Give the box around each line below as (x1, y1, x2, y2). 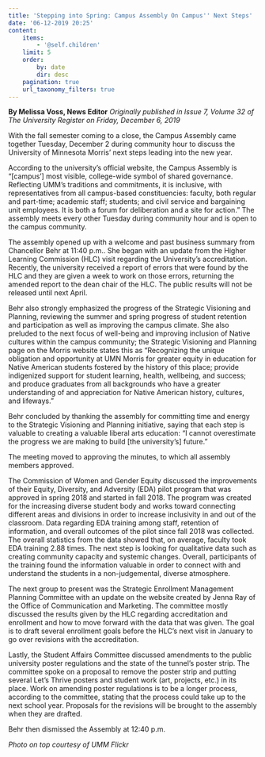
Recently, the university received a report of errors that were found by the (8, 263, 249, 272)
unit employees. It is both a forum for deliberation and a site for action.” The (8, 206, 255, 215)
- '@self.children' (36, 41, 101, 49)
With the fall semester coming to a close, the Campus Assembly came (8, 131, 237, 140)
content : (8, 26, 37, 34)
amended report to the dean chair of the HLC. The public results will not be (8, 279, 253, 290)
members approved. (8, 461, 74, 471)
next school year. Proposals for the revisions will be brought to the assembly (8, 701, 257, 710)
